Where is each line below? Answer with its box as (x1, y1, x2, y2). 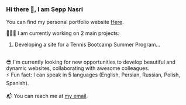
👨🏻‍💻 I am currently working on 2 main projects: (6, 30, 120, 37)
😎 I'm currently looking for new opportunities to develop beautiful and (6, 58, 175, 66)
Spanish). (6, 80, 29, 87)
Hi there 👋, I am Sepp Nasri (6, 5, 83, 13)
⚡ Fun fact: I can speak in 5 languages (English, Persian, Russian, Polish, (6, 71, 180, 78)
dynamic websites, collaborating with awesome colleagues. (6, 65, 150, 72)
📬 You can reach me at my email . (6, 93, 88, 100)
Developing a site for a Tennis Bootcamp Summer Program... (14, 41, 161, 48)
